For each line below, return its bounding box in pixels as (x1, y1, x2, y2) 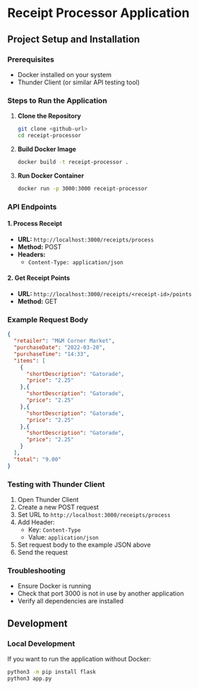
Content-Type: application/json (28, 258, 123, 266)
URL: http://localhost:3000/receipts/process (17, 235, 154, 244)
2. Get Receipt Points (7, 274, 71, 283)
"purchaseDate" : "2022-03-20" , (13, 344, 106, 351)
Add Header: (17, 518, 55, 526)
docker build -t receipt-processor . (17, 158, 129, 166)
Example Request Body (7, 314, 88, 324)
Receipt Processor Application (7, 5, 190, 21)
